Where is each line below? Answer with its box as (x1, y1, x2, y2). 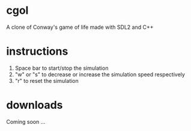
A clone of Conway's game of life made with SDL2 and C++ (6, 23, 154, 31)
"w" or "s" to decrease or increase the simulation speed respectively (14, 70, 185, 78)
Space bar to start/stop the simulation (14, 64, 109, 72)
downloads (6, 99, 63, 112)
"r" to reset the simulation (14, 77, 79, 84)
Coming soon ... (6, 118, 46, 125)
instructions (6, 44, 68, 58)
